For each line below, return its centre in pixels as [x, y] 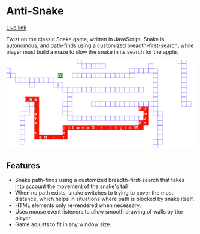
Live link [16, 28]
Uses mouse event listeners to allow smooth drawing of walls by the [99, 212]
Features [23, 165]
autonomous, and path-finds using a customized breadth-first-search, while [100, 45]
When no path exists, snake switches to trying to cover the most [94, 192]
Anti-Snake [35, 11]
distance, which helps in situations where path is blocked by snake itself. [104, 199]
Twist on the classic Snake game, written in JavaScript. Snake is [85, 39]
